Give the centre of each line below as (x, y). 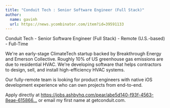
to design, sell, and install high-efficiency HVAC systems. (65, 70)
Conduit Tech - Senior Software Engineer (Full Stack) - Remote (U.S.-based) (85, 39)
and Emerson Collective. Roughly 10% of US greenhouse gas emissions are (84, 59)
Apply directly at (22, 95)
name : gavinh (24, 19)
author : (13, 15)
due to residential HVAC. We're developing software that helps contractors (83, 64)
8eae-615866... (21, 100)
